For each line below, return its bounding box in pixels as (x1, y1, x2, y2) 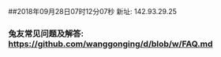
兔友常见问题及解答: (8, 28, 84, 39)
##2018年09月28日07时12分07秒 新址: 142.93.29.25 (8, 7, 178, 16)
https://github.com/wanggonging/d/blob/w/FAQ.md (8, 38, 213, 49)
